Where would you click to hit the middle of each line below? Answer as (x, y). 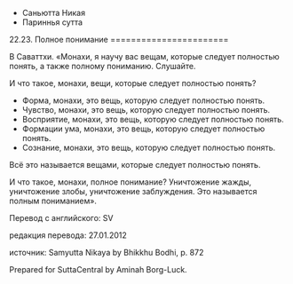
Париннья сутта (52, 22)
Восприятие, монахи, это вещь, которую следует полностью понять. (153, 119)
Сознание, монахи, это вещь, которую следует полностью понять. (149, 147)
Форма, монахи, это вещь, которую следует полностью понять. (143, 100)
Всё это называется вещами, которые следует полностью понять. (135, 165)
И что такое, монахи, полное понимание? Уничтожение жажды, (131, 182)
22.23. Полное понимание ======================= (119, 39)
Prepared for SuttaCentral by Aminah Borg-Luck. (99, 269)
